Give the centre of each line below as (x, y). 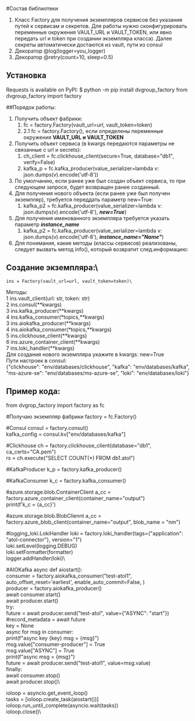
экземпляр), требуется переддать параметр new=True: (84, 199)
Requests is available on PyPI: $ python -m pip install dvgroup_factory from (97, 90)
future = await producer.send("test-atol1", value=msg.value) (78, 663)
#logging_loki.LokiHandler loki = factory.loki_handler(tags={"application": (95, 534)
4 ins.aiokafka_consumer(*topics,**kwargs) (59, 329)
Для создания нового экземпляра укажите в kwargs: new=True (85, 354)
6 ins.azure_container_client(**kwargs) (53, 341)
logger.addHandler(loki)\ (36, 558)
